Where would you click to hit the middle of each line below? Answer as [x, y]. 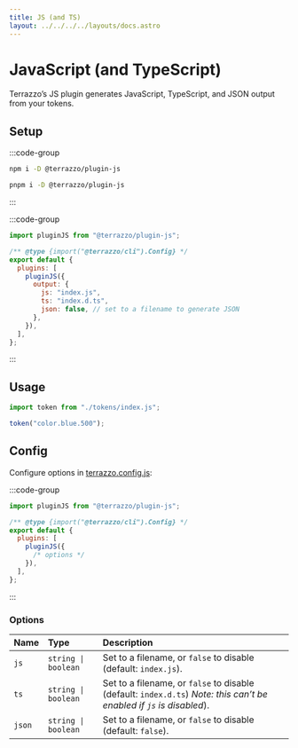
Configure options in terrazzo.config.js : [81, 472]
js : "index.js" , [71, 293]
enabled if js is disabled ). [156, 705]
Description [128, 642]
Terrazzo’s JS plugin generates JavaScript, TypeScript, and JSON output [142, 94]
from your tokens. [42, 104]
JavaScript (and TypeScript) [115, 70]
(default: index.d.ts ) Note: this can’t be [185, 694]
